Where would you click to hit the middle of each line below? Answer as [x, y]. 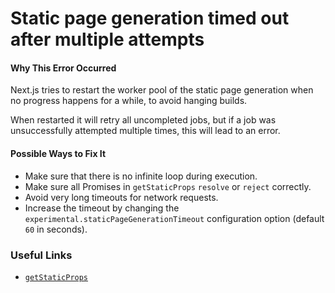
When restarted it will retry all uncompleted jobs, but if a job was [143, 120]
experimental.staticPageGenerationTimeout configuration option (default [174, 218]
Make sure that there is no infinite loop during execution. [141, 176]
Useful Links [41, 255]
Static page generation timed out [150, 18]
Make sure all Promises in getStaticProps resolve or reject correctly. [168, 186]
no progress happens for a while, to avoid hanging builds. [129, 101]
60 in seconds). [56, 229]
